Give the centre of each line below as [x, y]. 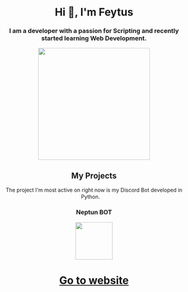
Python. [90, 197]
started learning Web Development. [94, 38]
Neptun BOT [94, 213]
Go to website [94, 280]
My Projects [94, 176]
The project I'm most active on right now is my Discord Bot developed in [94, 190]
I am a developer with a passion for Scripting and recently [94, 31]
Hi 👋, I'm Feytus [94, 12]
